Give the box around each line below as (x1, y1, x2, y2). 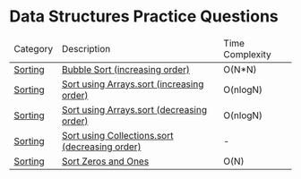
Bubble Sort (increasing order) (61, 63, 191, 75)
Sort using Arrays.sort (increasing (61, 78, 204, 90)
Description (61, 42, 111, 55)
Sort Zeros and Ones (61, 155, 150, 167)
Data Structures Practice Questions (9, 6, 279, 27)
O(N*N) (223, 63, 257, 75)
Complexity (223, 47, 271, 60)
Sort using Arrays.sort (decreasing (61, 103, 208, 115)
